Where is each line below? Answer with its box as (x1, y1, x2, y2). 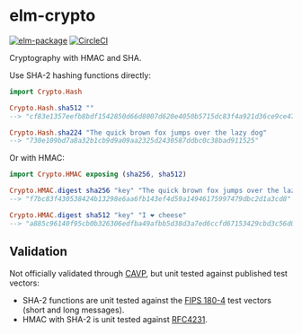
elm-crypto (9, 5, 96, 26)
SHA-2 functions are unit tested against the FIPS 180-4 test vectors (22, 294, 272, 305)
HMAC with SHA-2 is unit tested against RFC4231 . (22, 313, 209, 324)
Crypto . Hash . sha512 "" (9, 103, 94, 112)
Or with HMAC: (9, 153, 66, 163)
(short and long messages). (22, 304, 125, 315)
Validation (9, 244, 67, 259)
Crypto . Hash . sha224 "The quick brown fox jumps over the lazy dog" (9, 127, 268, 137)
